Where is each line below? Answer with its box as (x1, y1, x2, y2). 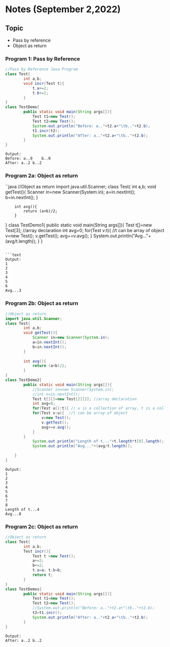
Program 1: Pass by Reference (5, 55, 80, 62)
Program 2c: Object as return (5, 523, 78, 530)
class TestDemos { (5, 587, 42, 592)
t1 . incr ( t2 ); (32, 128, 60, 133)
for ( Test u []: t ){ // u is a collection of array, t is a (32, 406, 155, 411)
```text (5, 252, 22, 257)
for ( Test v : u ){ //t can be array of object (32, 410, 128, 416)
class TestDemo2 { (5, 377, 42, 383)
